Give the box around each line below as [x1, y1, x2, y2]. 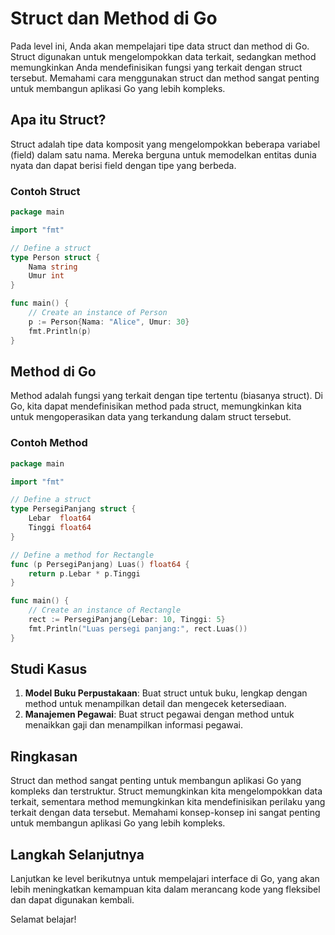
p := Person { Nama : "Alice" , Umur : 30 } [28, 317, 190, 327]
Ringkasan [10, 748, 78, 765]
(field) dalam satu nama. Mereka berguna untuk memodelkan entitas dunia [10, 148, 317, 161]
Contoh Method [10, 436, 88, 450]
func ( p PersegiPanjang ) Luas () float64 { [10, 559, 190, 569]
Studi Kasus [10, 661, 88, 678]
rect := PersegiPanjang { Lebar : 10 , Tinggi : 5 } [28, 615, 226, 625]
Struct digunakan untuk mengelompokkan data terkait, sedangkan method [10, 50, 317, 62]
